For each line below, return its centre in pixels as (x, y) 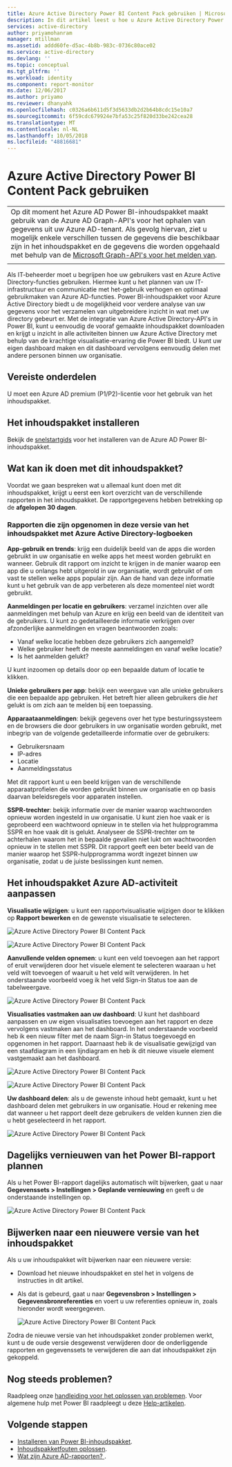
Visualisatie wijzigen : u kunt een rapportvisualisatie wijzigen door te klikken (116, 910)
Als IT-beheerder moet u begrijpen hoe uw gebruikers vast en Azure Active (114, 275)
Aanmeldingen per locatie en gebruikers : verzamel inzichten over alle (108, 606)
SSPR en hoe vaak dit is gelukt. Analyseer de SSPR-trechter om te (101, 832)
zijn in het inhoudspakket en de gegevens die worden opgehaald (115, 247)
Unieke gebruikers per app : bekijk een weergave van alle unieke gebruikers (115, 690)
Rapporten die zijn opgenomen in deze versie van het (98, 525)
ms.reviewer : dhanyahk (40, 104)
